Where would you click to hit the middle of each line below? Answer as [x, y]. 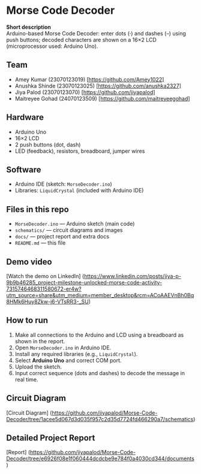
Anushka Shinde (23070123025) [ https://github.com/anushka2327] [98, 86]
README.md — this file [40, 243]
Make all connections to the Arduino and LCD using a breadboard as [99, 335]
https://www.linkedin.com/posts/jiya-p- [133, 276]
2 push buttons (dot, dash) [48, 144]
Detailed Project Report [51, 438]
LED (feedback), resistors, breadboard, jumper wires [80, 151]
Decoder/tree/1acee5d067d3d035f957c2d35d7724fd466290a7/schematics [100, 419]
